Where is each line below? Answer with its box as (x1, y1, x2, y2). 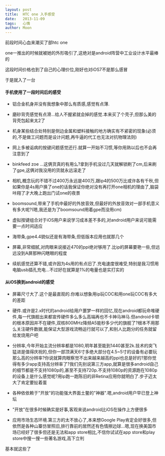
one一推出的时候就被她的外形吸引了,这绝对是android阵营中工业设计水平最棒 (5, 50, 159, 56)
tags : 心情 (5, 21, 30, 26)
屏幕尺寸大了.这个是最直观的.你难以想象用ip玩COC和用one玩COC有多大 (12, 291, 157, 297)
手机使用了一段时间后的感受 (5, 89, 61, 95)
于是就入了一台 (5, 77, 35, 83)
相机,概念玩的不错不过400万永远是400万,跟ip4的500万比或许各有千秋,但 (12, 178, 159, 184)
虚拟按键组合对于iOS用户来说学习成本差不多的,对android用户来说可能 (12, 217, 153, 223)
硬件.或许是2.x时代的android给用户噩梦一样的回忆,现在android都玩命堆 (12, 308, 156, 313)
